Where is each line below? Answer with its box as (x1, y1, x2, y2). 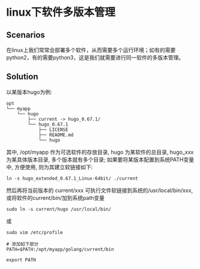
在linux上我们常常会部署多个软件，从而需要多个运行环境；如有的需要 (6, 46, 176, 53)
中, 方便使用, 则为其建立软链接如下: (6, 163, 93, 171)
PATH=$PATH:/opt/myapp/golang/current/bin (6, 246, 114, 252)
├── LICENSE (38, 127, 68, 133)
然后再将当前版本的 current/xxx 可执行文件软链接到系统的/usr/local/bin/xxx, (6, 187, 193, 194)
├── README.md (38, 131, 74, 138)
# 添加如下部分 (6, 241, 39, 247)
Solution (6, 71, 38, 82)
